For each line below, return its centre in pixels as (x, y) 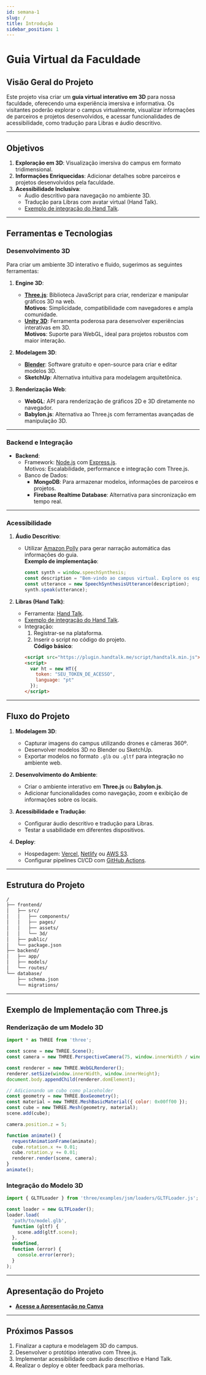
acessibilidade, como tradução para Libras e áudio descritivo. (84, 123)
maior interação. (45, 340)
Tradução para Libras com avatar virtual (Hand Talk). (91, 202)
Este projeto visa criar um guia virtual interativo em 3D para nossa (91, 97)
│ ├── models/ (27, 962)
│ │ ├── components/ (38, 917)
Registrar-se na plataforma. (68, 633)
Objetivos (25, 148)
